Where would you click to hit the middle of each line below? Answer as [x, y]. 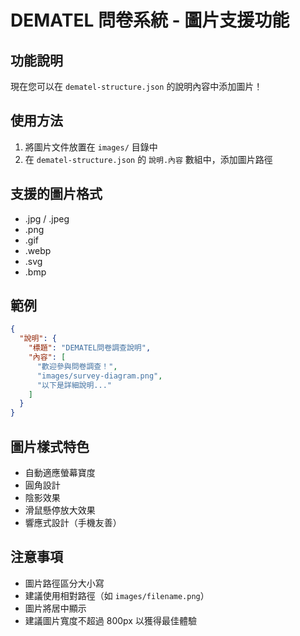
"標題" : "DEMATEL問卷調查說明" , [90, 348]
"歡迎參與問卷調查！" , [77, 366]
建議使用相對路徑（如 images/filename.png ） [117, 595]
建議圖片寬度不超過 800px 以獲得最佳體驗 [110, 620]
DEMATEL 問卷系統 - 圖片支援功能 [150, 20]
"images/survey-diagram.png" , [99, 376]
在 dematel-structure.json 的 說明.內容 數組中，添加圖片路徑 [148, 159]
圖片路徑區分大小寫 [64, 583]
